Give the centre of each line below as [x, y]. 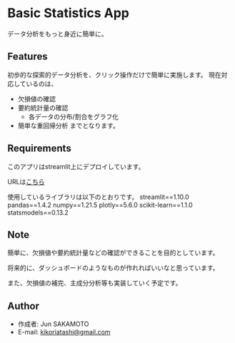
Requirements [39, 149]
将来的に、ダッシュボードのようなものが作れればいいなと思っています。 [113, 268]
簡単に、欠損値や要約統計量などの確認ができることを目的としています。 [113, 253]
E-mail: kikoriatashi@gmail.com [64, 332]
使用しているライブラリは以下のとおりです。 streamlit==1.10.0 [98, 197]
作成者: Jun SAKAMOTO [53, 324]
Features [27, 57]
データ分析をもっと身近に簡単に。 [57, 34]
